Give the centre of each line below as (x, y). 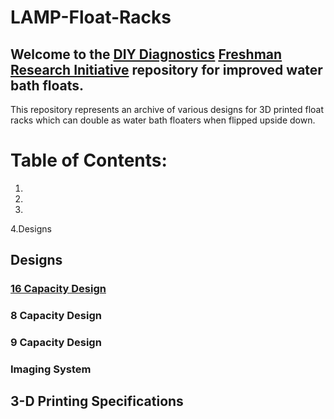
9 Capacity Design (56, 343)
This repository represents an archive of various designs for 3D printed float (167, 109)
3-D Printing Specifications (97, 401)
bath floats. (47, 85)
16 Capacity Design (58, 289)
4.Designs (31, 228)
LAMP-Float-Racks (91, 17)
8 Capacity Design (56, 316)
